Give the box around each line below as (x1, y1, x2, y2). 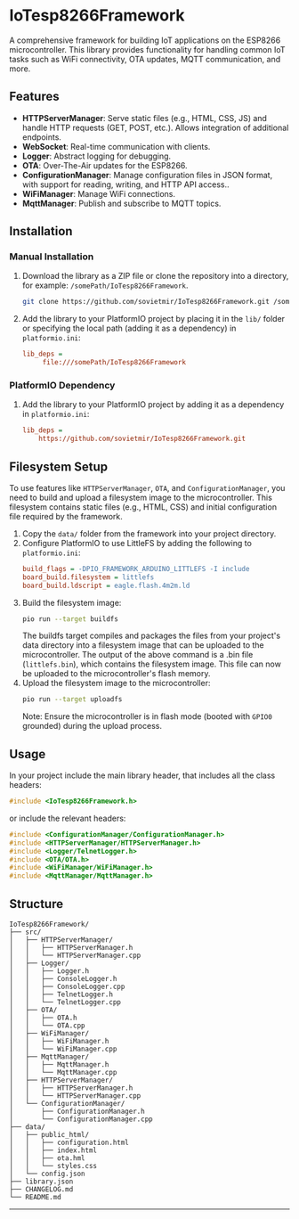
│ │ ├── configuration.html (9, 1138, 129, 1148)
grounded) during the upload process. (21, 721, 163, 732)
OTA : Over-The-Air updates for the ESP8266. (21, 160, 189, 170)
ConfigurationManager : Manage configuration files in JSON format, (21, 169, 273, 180)
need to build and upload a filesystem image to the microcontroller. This (9, 492, 273, 503)
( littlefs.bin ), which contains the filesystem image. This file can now (21, 659, 282, 669)
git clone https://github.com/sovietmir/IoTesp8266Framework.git (21, 298, 270, 307)
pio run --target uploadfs (21, 695, 123, 704)
